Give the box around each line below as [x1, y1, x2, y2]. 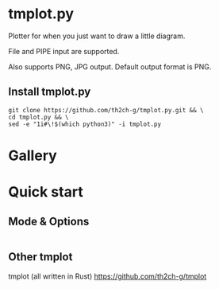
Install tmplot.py [8, 85, 91, 99]
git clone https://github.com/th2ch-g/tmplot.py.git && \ [8, 106, 204, 114]
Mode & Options [8, 214, 90, 228]
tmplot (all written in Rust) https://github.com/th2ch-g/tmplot [8, 271, 207, 281]
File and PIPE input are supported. [8, 46, 120, 56]
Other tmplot [8, 250, 73, 264]
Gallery [8, 146, 57, 164]
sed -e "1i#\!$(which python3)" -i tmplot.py [8, 120, 161, 128]
